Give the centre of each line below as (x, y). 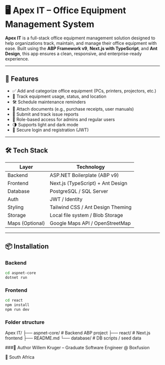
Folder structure (25, 322)
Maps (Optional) (26, 223)
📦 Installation (27, 246)
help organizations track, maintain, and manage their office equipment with (81, 43)
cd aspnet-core (21, 273)
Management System (50, 24)
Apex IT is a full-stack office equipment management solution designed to (80, 38)
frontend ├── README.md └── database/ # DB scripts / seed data (73, 338)
